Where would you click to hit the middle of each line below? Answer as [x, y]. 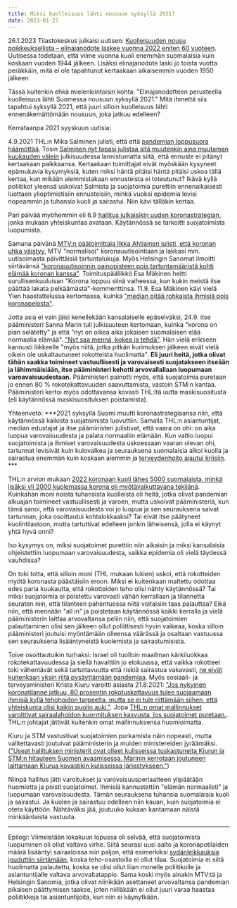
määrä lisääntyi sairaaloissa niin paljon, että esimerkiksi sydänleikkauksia [114, 852]
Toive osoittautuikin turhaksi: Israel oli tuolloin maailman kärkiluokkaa [108, 654]
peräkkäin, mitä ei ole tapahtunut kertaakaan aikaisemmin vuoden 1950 [111, 70]
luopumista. [25, 230]
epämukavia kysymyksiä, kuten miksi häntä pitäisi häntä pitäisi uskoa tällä [115, 171]
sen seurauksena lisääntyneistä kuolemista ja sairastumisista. [97, 641]
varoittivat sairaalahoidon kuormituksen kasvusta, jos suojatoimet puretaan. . [118, 714]
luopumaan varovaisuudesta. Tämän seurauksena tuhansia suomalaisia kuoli [119, 794]
